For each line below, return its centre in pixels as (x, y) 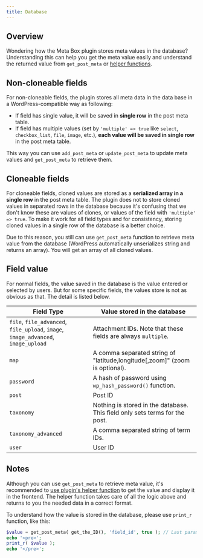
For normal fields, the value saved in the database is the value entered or (97, 284)
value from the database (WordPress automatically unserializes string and (98, 244)
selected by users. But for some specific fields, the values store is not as (97, 290)
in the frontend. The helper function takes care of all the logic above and (96, 496)
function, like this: (28, 521)
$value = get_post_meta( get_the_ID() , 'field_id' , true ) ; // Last (94, 532)
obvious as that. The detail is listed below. (58, 296)
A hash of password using (130, 377)
